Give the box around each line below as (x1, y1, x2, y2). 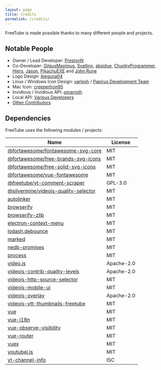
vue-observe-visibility (7, 324, 61, 331)
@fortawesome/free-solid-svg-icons (7, 163, 96, 170)
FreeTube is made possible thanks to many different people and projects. (5, 30, 154, 36)
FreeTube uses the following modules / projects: (5, 127, 103, 133)
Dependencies (5, 114, 51, 122)
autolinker (7, 196, 31, 202)
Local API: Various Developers (12, 95, 74, 101)
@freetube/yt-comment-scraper (7, 179, 85, 186)
